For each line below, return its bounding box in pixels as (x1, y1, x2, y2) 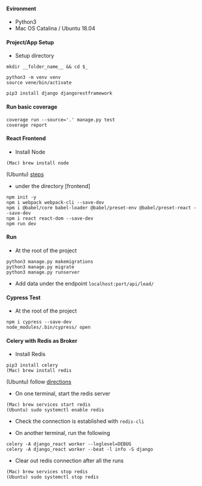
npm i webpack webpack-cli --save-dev (6, 199, 104, 206)
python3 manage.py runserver (6, 269, 80, 275)
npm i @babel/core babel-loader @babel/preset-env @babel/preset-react (6, 204, 191, 211)
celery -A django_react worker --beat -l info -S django (6, 447, 153, 453)
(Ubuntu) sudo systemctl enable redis (6, 407, 104, 413)
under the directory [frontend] (15, 182, 91, 189)
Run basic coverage (6, 103, 58, 110)
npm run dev (6, 220, 36, 227)
